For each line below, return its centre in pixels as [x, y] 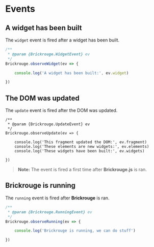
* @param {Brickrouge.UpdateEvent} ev [49, 124]
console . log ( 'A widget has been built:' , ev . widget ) [72, 73]
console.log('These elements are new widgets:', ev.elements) [82, 147]
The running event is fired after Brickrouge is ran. [57, 198]
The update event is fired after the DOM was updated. [61, 110]
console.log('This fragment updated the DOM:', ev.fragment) [81, 142]
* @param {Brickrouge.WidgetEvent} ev [49, 54]
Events [20, 9]
